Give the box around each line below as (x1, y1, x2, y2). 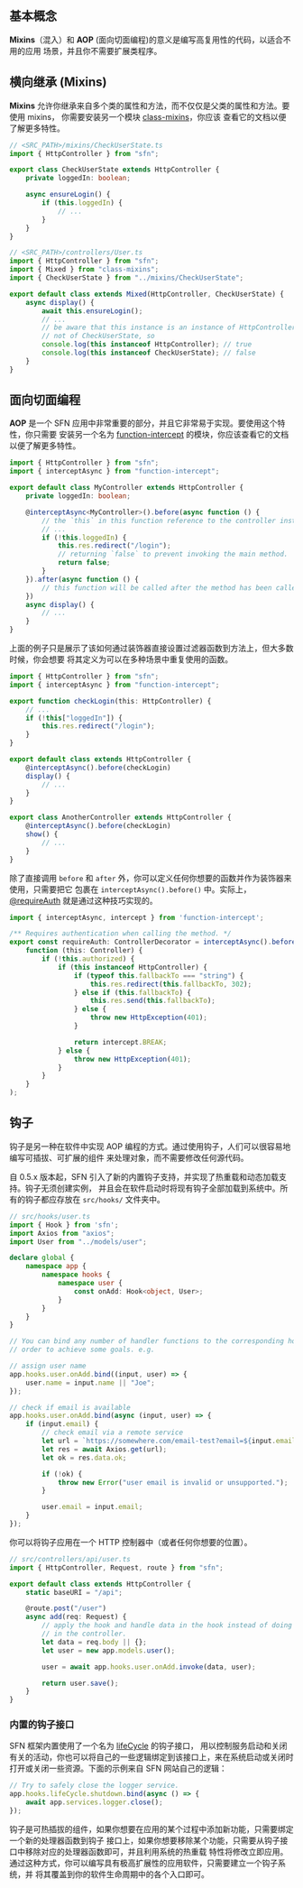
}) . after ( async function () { (25, 575, 140, 584)
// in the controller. (41, 1629, 127, 1638)
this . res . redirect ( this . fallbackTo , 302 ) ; (89, 980, 252, 989)
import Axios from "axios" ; (9, 1229, 115, 1238)
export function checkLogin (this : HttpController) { (9, 696, 212, 705)
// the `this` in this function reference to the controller (41, 516, 277, 525)
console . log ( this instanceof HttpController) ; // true (41, 340, 252, 349)
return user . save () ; (41, 1679, 119, 1688)
